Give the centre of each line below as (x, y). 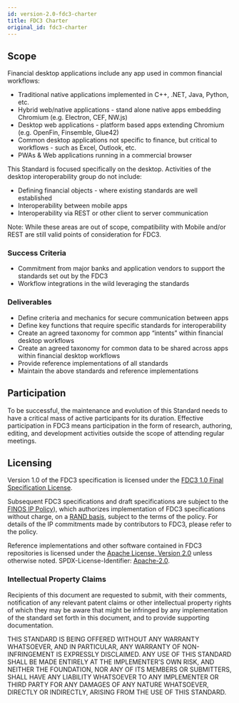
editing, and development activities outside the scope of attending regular (116, 433)
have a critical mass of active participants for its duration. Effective (106, 418)
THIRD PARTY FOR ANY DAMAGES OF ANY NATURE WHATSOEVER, (108, 684)
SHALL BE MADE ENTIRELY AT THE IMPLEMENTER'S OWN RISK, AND (111, 662)
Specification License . (40, 488)
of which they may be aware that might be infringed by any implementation (118, 610)
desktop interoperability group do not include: (75, 177)
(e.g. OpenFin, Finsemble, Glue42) (68, 133)
